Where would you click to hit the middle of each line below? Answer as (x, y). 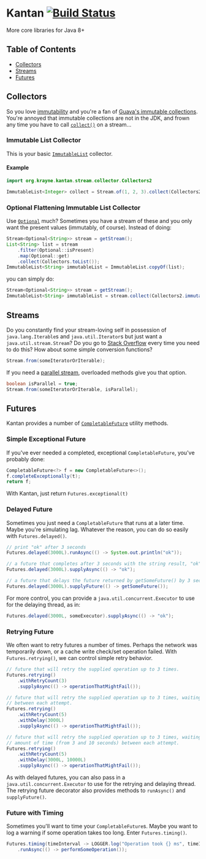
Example (18, 168)
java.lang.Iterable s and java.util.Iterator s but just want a (84, 336)
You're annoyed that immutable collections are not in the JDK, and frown (98, 118)
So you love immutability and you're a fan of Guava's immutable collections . (102, 111)
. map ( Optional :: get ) (44, 256)
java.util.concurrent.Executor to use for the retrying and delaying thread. (101, 784)
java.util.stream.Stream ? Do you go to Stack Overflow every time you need (103, 343)
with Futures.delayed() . (37, 536)
